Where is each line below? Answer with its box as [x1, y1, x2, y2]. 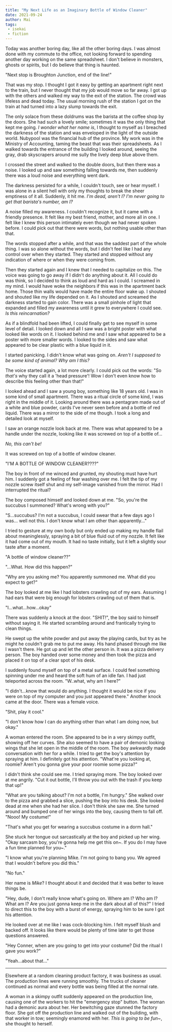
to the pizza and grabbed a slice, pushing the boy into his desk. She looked [5, 798, 164, 803]
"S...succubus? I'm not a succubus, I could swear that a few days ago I [5, 512, 155, 518]
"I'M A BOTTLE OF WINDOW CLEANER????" [5, 461, 99, 467]
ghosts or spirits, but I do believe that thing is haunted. [5, 62, 120, 68]
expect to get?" [5, 579, 38, 585]
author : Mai [5, 17, 31, 22]
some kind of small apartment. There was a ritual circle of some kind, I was [5, 393, 164, 400]
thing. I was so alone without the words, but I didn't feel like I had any [5, 246, 151, 252]
